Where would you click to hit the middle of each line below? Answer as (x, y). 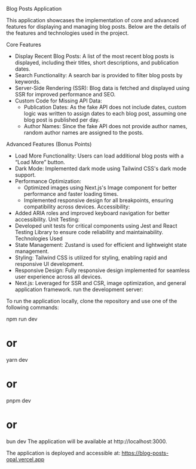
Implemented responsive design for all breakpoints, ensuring (98, 200)
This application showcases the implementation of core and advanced (93, 20)
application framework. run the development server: (79, 289)
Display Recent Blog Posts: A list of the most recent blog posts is (94, 56)
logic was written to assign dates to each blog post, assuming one (105, 114)
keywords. (27, 81)
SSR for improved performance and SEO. (65, 94)
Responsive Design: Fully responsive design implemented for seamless (102, 270)
